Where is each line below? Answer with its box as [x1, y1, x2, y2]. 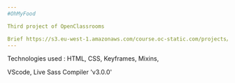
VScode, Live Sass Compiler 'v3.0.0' [7, 68, 113, 77]
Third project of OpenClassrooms [7, 22, 105, 30]
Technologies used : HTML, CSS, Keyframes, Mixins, [7, 54, 159, 63]
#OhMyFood [7, 10, 36, 17]
